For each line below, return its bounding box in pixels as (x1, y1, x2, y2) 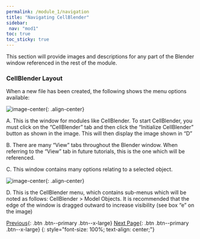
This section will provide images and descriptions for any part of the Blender (6, 53, 195, 60)
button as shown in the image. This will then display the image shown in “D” (6, 130, 193, 137)
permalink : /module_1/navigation (6, 8, 90, 15)
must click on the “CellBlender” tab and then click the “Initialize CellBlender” (6, 124, 194, 131)
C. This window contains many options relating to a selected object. (6, 166, 173, 173)
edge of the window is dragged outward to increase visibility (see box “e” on (6, 201, 195, 209)
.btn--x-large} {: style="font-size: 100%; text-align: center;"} (6, 226, 155, 233)
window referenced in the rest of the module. (6, 59, 118, 66)
